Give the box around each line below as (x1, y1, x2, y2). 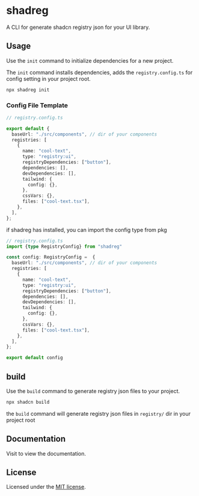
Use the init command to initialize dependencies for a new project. (6, 57, 174, 64)
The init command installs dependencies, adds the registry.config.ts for (6, 69, 193, 76)
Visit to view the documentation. (6, 450, 86, 457)
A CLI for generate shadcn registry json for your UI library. (6, 24, 150, 31)
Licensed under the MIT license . (6, 483, 86, 491)
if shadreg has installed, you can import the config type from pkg (6, 226, 167, 233)
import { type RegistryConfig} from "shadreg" (6, 243, 122, 250)
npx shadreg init (6, 87, 50, 93)
